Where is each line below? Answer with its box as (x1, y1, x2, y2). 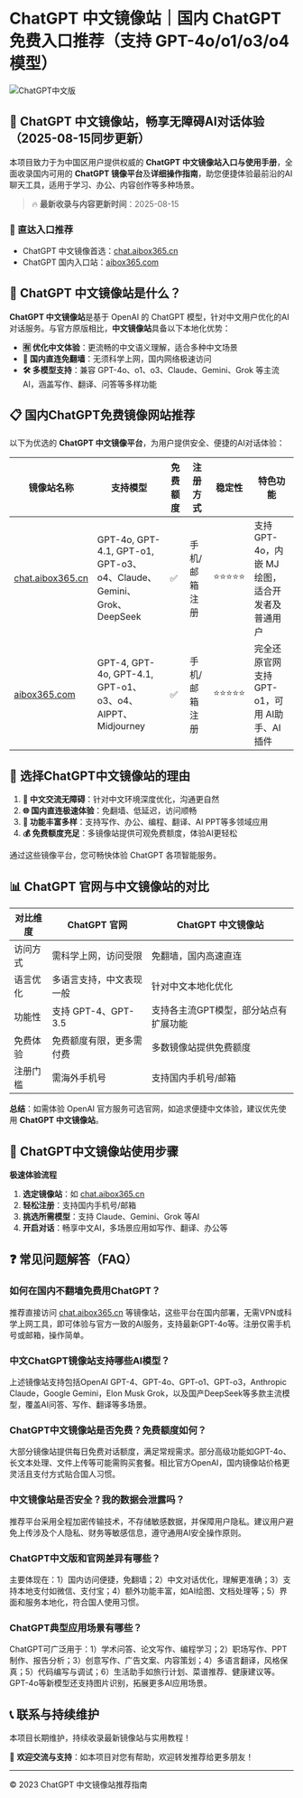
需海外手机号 (51, 1072, 106, 1084)
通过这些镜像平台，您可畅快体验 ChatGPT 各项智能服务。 (9, 850, 222, 861)
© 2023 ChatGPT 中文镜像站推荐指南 (9, 1779, 148, 1790)
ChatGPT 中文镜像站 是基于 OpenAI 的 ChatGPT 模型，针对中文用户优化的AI (9, 311, 290, 322)
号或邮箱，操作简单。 (9, 1329, 88, 1340)
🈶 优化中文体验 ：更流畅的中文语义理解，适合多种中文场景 (22, 342, 239, 352)
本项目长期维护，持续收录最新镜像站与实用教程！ (9, 1732, 191, 1744)
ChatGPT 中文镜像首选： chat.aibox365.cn (22, 246, 179, 257)
